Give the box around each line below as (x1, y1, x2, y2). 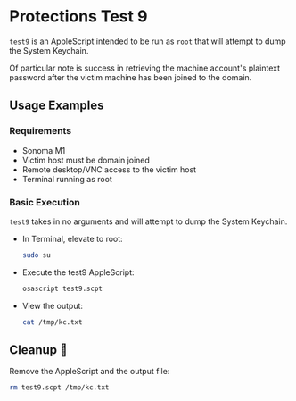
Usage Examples (9, 98, 104, 113)
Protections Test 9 (9, 6, 148, 27)
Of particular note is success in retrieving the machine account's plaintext (9, 63, 281, 73)
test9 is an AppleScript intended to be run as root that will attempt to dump (9, 36, 287, 46)
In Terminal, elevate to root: (21, 233, 123, 244)
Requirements (9, 125, 72, 138)
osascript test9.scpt (21, 284, 103, 293)
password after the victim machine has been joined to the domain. (9, 71, 252, 82)
